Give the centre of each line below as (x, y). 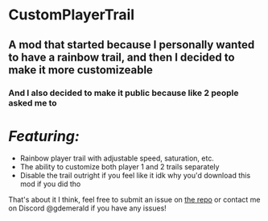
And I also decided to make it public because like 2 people (124, 93)
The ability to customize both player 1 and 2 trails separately (120, 167)
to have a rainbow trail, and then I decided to (122, 57)
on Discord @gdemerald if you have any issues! (87, 208)
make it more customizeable (80, 70)
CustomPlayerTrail (72, 15)
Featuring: (44, 136)
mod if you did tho (50, 184)
